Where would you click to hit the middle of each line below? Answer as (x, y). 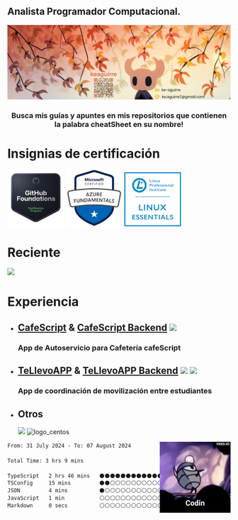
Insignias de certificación (84, 154)
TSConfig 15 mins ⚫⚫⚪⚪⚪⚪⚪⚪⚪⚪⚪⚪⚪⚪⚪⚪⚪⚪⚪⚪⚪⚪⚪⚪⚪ (119, 483)
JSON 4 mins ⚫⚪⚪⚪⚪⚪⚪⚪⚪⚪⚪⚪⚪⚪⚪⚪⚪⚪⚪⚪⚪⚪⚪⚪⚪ (119, 491)
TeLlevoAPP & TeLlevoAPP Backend (98, 371)
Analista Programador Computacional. (94, 12)
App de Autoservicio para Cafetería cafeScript (99, 348)
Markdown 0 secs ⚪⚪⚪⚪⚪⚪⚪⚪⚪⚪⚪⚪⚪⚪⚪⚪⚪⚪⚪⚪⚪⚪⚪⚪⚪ (119, 506)
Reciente (34, 252)
